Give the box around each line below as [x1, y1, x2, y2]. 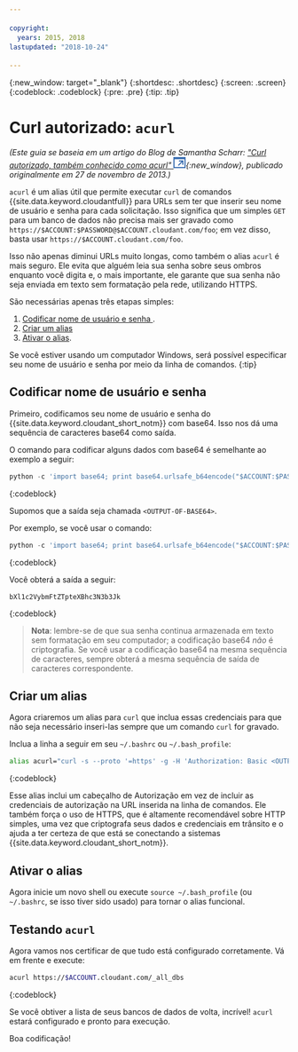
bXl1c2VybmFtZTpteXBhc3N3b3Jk [9, 592, 122, 601]
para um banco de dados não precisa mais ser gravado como [9, 215, 234, 225]
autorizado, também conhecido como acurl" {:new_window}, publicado [9, 160, 284, 170]
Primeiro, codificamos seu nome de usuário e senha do [9, 408, 211, 419]
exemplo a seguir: [9, 454, 74, 464]
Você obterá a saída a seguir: [9, 573, 116, 585]
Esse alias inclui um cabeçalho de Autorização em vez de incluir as [9, 790, 255, 801]
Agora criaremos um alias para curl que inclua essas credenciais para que [9, 712, 282, 723]
